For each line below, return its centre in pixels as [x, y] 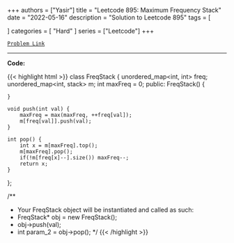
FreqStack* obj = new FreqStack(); [67, 217]
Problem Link [26, 44]
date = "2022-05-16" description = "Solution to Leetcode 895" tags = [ [109, 17]
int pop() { [24, 139]
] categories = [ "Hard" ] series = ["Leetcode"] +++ [81, 31]
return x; [34, 164]
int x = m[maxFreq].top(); [59, 146]
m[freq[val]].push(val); [56, 121]
